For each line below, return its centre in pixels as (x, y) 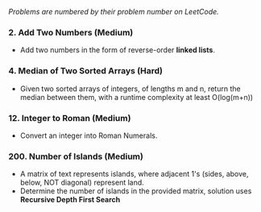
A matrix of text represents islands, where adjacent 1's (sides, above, (134, 174)
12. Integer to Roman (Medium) (70, 118)
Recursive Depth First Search (70, 200)
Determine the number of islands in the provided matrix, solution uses (136, 191)
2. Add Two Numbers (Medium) (71, 32)
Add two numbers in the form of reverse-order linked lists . (118, 50)
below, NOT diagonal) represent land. (82, 183)
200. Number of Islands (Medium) (76, 156)
